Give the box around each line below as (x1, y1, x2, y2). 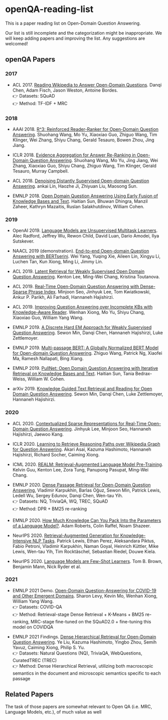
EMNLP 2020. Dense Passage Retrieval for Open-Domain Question (12, 482, 151, 488)
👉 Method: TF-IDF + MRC (12, 100, 68, 106)
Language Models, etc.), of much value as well (5, 708, 102, 715)
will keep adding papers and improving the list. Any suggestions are (5, 35, 145, 41)
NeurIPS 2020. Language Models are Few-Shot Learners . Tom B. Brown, (12, 558, 163, 564)
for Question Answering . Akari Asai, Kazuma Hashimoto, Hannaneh (12, 446, 151, 452)
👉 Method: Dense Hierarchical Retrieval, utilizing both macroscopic (12, 663, 153, 669)
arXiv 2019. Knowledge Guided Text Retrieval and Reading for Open (12, 386, 152, 392)
